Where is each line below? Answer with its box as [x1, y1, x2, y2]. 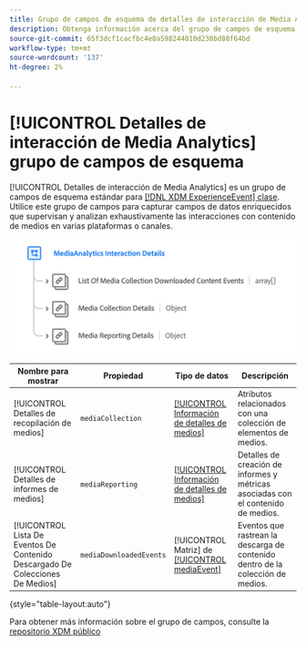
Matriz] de [173, 544, 213, 555]
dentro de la [237, 559, 283, 569]
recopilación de [13, 417, 72, 428]
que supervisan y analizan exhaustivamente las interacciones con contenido [9, 210, 296, 221]
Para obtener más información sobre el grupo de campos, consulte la [9, 616, 270, 627]
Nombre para [17, 365, 69, 376]
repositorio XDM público [9, 625, 101, 637]
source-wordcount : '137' [9, 53, 104, 63]
